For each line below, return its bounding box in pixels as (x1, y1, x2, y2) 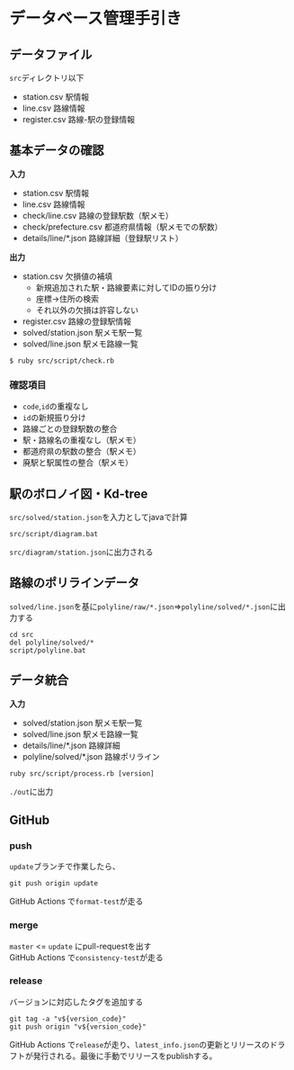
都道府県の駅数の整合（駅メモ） (22, 446, 141, 457)
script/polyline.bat (9, 645, 87, 655)
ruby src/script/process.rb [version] (9, 769, 155, 778)
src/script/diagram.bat (9, 529, 99, 538)
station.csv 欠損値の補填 (22, 271, 113, 282)
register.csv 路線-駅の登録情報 (22, 114, 136, 124)
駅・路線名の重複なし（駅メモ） (22, 435, 141, 445)
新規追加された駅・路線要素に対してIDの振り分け (35, 282, 218, 292)
